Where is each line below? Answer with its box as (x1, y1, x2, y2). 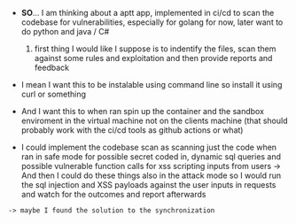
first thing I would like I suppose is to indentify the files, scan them (34, 43, 277, 54)
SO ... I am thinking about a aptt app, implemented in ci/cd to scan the (20, 8, 275, 18)
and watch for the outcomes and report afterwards (20, 189, 206, 199)
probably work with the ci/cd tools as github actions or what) (20, 125, 244, 135)
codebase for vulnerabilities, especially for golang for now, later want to (20, 17, 284, 27)
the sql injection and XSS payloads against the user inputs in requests (20, 180, 277, 189)
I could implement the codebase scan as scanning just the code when (20, 142, 277, 152)
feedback (34, 62, 70, 73)
